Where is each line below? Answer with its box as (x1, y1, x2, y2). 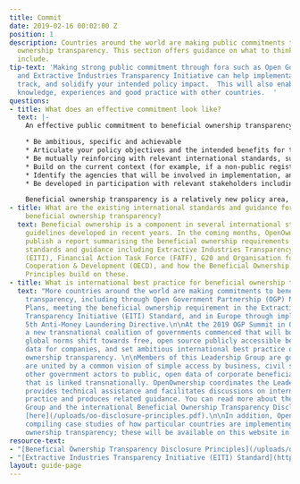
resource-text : (9, 436, 66, 446)
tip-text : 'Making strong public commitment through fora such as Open (9, 64, 281, 72)
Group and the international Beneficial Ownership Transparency (25, 403, 270, 412)
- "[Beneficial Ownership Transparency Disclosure (9, 445, 202, 454)
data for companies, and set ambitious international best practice (25, 345, 286, 354)
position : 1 (9, 30, 54, 38)
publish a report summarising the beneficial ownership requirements (25, 236, 290, 246)
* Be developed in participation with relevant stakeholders (25, 179, 257, 188)
